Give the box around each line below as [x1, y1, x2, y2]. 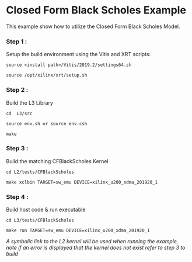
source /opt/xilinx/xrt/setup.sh [6, 73, 88, 78]
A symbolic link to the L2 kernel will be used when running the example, [6, 238, 179, 245]
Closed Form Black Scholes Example [6, 4, 187, 17]
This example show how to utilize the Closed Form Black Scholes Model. [6, 23, 180, 30]
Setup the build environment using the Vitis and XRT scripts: [6, 51, 151, 58]
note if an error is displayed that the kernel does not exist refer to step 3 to [6, 244, 186, 251]
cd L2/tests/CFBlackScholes [6, 169, 75, 175]
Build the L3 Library [6, 99, 54, 106]
